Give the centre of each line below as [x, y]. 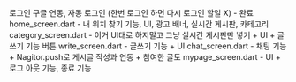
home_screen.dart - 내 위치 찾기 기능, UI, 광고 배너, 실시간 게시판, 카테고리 [139, 24]
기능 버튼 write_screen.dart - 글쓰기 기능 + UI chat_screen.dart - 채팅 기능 [156, 46]
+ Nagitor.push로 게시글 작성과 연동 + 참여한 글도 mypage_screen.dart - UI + [145, 57]
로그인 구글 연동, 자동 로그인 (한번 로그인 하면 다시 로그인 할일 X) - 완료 [132, 13]
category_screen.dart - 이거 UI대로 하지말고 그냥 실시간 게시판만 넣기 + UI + [142, 35]
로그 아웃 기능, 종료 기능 [50, 68]
